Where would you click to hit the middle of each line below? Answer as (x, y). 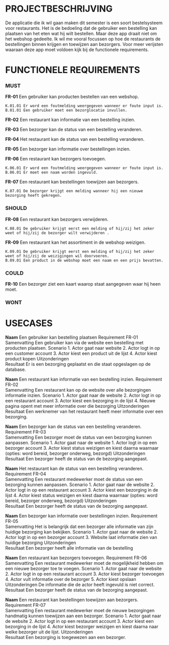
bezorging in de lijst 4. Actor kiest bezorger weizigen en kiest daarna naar (82, 626)
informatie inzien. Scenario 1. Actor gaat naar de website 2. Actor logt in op (83, 395)
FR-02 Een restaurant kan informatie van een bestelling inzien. (70, 120)
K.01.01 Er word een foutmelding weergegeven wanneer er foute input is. (84, 106)
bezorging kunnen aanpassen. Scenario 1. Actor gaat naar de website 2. (80, 485)
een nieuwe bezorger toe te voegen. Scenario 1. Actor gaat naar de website (83, 568)
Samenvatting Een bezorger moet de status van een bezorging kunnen (79, 437)
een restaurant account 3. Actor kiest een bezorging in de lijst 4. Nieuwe (80, 400)
